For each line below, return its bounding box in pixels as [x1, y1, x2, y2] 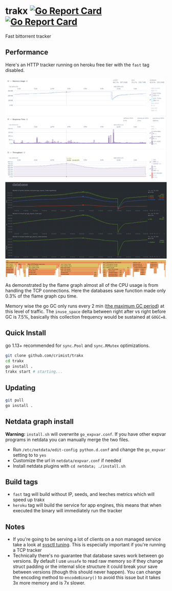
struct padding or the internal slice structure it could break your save [12, 563, 158, 570]
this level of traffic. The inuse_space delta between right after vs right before [5, 308, 166, 315]
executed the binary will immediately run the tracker [12, 508, 123, 514]
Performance [5, 48, 49, 57]
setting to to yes [12, 452, 47, 458]
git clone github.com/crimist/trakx [5, 353, 83, 358]
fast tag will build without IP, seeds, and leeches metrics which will [12, 491, 155, 497]
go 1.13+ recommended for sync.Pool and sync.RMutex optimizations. [5, 342, 150, 348]
